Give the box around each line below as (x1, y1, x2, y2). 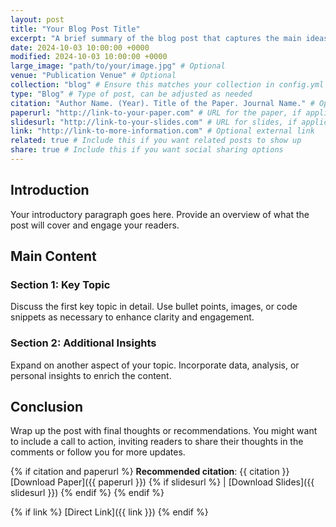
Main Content (10, 248, 97, 265)
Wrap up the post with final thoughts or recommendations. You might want (10, 425, 318, 437)
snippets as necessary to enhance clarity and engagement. (10, 311, 255, 323)
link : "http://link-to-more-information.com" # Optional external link (10, 126, 315, 136)
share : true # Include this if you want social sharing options (10, 145, 284, 155)
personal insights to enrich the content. (10, 369, 172, 381)
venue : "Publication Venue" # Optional (10, 71, 177, 81)
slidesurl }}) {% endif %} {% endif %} (10, 487, 165, 499)
